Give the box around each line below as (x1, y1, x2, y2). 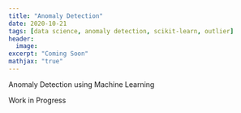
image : (15, 42, 38, 50)
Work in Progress (8, 95, 67, 105)
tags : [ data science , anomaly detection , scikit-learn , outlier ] (8, 27, 234, 35)
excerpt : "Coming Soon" (8, 50, 89, 58)
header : (8, 34, 35, 43)
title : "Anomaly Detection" (8, 11, 104, 20)
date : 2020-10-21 (8, 20, 67, 28)
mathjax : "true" (8, 58, 63, 66)
